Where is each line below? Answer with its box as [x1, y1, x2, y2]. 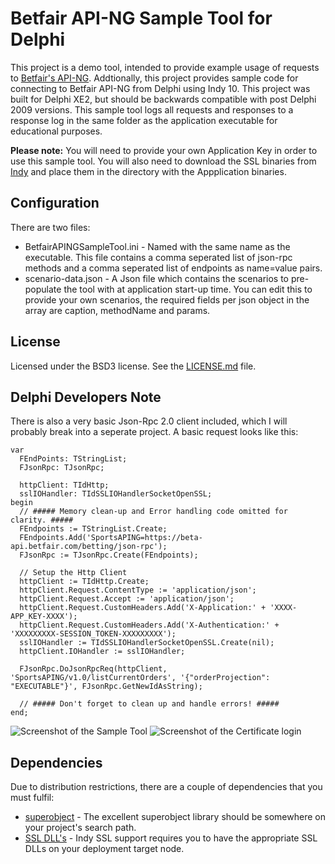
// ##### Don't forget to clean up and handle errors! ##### [19, 699, 280, 709]
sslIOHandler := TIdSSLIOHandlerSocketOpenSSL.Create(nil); [19, 638, 275, 648]
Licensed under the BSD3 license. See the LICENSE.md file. [10, 360, 257, 372]
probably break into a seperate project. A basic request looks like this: [10, 426, 299, 438]
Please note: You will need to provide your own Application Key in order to [10, 144, 318, 156]
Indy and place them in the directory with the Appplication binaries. [10, 165, 287, 177]
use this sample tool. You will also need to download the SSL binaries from [10, 155, 317, 167]
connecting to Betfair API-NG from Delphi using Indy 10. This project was [10, 82, 311, 94]
